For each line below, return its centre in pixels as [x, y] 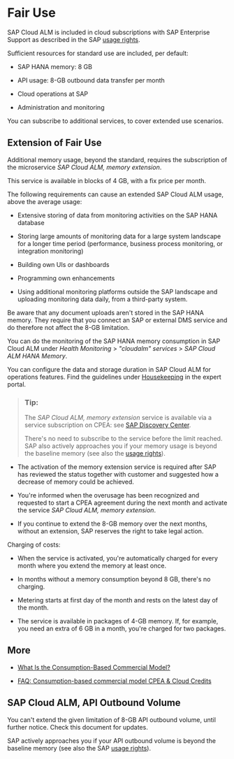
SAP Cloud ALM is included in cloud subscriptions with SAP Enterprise [109, 32]
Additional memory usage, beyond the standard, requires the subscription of [117, 159]
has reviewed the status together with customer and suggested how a [118, 475]
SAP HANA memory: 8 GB [55, 66]
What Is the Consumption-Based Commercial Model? [94, 667]
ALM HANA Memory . [37, 356]
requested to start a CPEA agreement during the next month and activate [122, 503]
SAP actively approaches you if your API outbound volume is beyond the [112, 740]
